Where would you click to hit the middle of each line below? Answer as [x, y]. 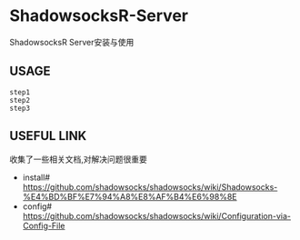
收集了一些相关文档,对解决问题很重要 [79, 159]
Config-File [44, 225]
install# [36, 177]
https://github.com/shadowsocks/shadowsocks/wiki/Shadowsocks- [150, 186]
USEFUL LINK [48, 136]
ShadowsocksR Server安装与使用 [72, 42]
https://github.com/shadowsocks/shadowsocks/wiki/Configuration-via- [157, 215]
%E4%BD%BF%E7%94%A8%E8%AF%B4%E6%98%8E [130, 196]
